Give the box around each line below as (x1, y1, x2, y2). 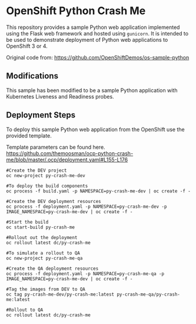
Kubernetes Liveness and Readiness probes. (6, 93, 114, 100)
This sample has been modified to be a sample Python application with (6, 87, 178, 94)
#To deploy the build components (6, 183, 88, 189)
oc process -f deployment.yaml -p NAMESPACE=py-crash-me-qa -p (6, 270, 165, 277)
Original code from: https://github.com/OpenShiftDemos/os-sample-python (6, 54, 190, 61)
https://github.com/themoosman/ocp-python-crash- (6, 149, 134, 157)
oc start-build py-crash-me (6, 224, 75, 230)
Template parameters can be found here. (6, 143, 105, 150)
